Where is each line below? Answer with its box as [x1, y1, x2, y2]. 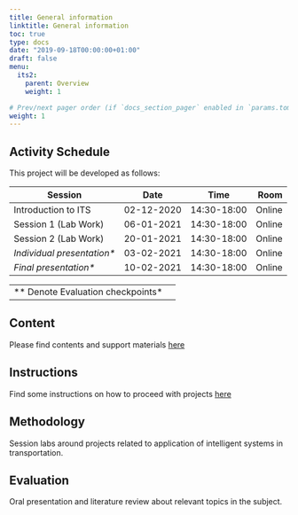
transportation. [9, 447, 64, 457]
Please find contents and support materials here [9, 339, 185, 350]
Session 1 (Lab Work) [13, 218, 105, 230]
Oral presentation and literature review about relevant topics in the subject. [9, 496, 283, 507]
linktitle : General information [9, 21, 129, 30]
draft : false [9, 54, 58, 63]
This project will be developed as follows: [9, 168, 161, 178]
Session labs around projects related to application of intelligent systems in [9, 438, 284, 449]
